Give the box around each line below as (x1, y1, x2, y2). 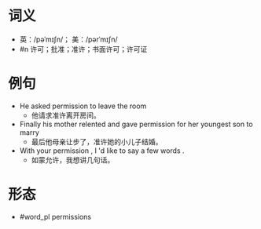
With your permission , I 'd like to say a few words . (19, 146, 185, 155)
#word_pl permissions (19, 212, 92, 221)
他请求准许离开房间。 (31, 111, 101, 120)
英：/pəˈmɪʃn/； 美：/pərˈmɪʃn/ (19, 35, 118, 44)
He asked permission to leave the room (19, 101, 147, 111)
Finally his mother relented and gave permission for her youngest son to (19, 119, 253, 129)
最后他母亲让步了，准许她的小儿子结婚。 (31, 136, 163, 146)
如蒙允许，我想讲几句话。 (31, 154, 115, 165)
